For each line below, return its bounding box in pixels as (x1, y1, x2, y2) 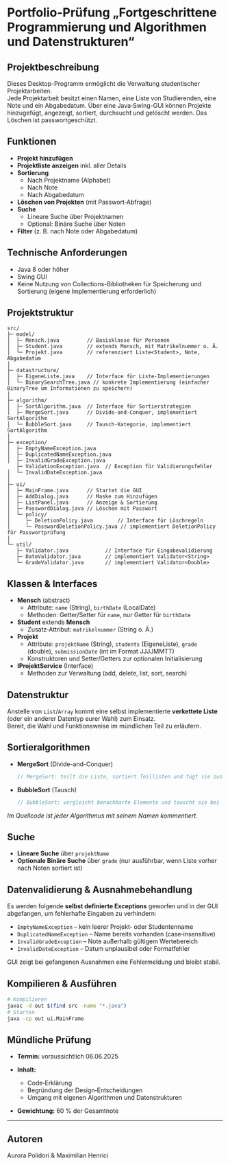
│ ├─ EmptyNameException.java (7, 445, 97, 452)
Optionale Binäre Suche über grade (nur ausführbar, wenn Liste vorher (16, 857, 218, 865)
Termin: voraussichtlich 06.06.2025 (16, 1052, 118, 1061)
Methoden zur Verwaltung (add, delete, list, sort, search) (27, 669, 188, 678)
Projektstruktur (7, 307, 74, 319)
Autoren (7, 1133, 43, 1144)
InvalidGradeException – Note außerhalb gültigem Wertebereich (16, 937, 199, 945)
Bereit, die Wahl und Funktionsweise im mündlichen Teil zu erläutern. (7, 722, 202, 730)
